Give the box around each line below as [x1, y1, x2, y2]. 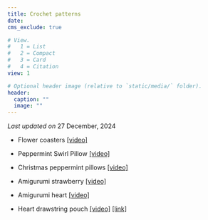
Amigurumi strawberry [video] [17, 177, 107, 186]
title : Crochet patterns [7, 10, 81, 18]
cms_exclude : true [7, 23, 62, 31]
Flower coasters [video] [17, 136, 88, 145]
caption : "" [14, 95, 50, 103]
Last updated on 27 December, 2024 [7, 122, 116, 130]
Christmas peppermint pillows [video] [17, 163, 128, 172]
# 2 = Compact [7, 50, 56, 57]
